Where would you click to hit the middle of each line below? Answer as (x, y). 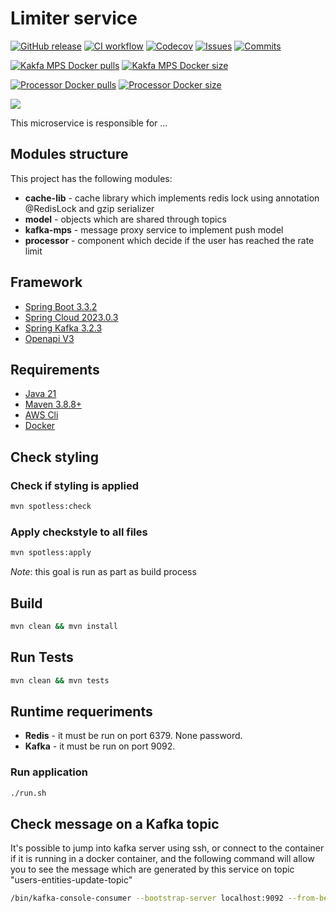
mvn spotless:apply (51, 553)
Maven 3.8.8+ (53, 404)
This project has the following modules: (91, 178)
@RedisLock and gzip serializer (89, 208)
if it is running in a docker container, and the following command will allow (162, 859)
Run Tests (42, 657)
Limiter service (74, 18)
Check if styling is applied (75, 485)
